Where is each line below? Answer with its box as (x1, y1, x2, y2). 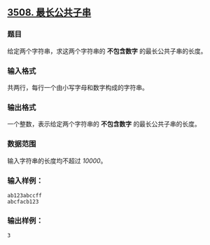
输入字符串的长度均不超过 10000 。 (7, 157, 107, 165)
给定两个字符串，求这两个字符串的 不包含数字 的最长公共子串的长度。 (7, 46, 207, 55)
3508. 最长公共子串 (7, 6, 92, 19)
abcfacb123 (7, 198, 39, 205)
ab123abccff (7, 192, 42, 199)
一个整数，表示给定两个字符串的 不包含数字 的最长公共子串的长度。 (7, 120, 201, 128)
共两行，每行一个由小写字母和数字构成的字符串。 (7, 83, 148, 91)
